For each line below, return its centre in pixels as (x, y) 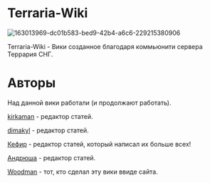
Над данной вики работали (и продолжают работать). (90, 103)
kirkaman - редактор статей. (50, 116)
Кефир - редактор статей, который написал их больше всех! (99, 144)
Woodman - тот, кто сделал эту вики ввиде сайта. (83, 172)
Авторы (32, 83)
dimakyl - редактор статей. (48, 130)
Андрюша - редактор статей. (52, 157)
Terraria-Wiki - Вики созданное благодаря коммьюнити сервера (105, 46)
